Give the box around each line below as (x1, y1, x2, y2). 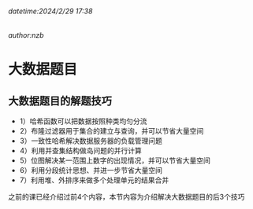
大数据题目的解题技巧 (8, 94, 112, 108)
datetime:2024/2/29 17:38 (8, 6, 93, 16)
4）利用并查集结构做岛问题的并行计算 (19, 146, 142, 156)
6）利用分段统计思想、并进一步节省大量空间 (19, 166, 163, 175)
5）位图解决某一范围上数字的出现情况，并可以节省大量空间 (19, 156, 211, 165)
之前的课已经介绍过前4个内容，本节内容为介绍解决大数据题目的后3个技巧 (8, 192, 245, 202)
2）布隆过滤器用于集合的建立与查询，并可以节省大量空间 (19, 126, 204, 136)
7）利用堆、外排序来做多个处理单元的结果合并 (19, 175, 169, 185)
